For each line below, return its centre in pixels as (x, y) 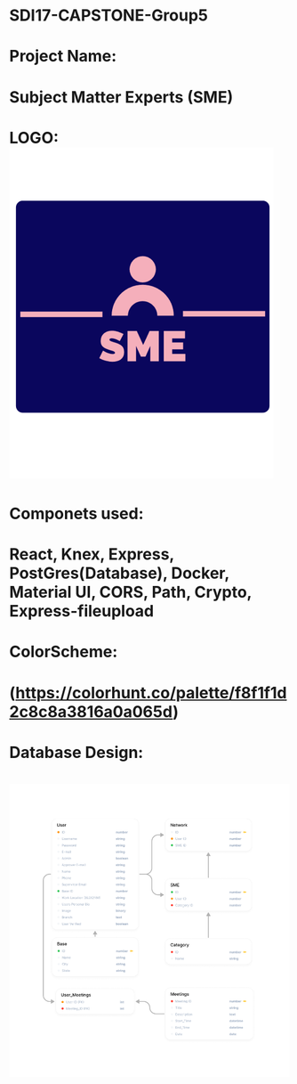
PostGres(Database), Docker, (119, 573)
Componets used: (76, 513)
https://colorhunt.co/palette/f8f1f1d (151, 693)
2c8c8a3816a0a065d (91, 711)
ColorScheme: (64, 652)
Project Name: (63, 57)
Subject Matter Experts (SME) (121, 97)
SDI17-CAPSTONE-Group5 (109, 16)
